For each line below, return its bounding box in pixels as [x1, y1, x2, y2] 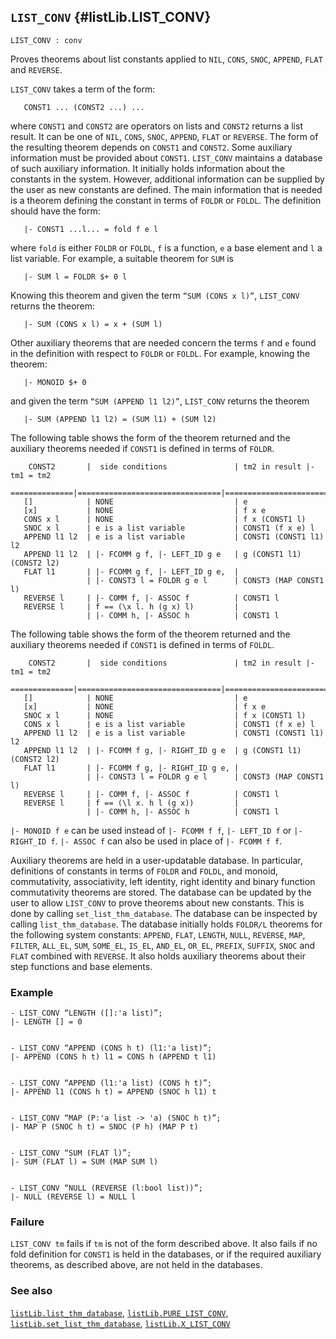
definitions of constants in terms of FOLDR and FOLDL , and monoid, [10, 865, 278, 877]
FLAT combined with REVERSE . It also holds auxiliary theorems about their [10, 950, 306, 962]
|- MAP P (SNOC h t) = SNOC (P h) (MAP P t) [10, 1122, 199, 1132]
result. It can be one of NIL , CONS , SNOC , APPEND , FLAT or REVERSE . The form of [10, 130, 319, 142]
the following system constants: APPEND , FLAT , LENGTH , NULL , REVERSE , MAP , [10, 928, 306, 940]
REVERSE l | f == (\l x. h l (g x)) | [23, 798, 240, 808]
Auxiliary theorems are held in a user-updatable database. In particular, [10, 854, 303, 866]
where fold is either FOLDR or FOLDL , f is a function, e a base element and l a [10, 241, 323, 254]
